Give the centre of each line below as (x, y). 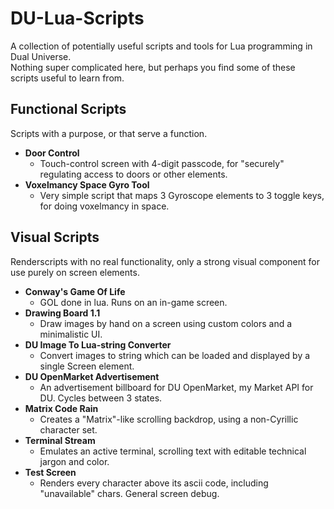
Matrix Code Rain (61, 408)
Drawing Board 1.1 (62, 313)
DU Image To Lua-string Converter (98, 344)
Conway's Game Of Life (75, 291)
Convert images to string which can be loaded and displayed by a (175, 355)
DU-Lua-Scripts (77, 18)
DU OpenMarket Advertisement (92, 376)
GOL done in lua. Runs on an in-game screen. (133, 302)
